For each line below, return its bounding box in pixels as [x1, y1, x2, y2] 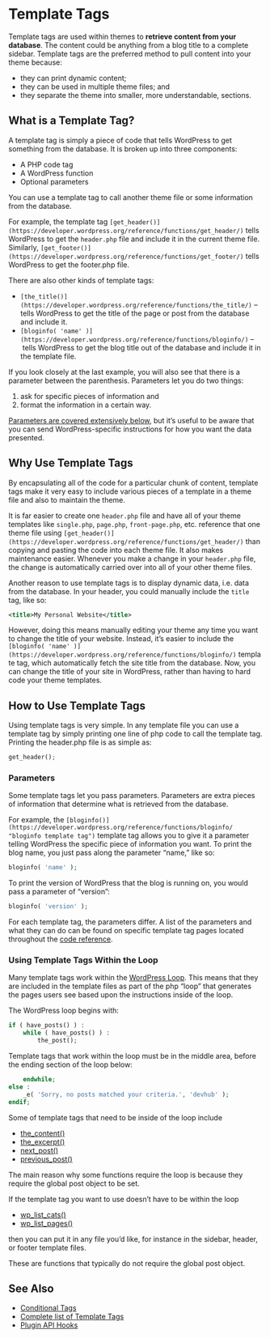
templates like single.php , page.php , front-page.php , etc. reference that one [8, 519, 261, 529]
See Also [8, 1281, 54, 1295]
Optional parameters [19, 176, 89, 186]
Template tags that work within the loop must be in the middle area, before [8, 1051, 257, 1061]
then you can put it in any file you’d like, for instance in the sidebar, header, [8, 1234, 259, 1243]
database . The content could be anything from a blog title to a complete [8, 40, 249, 49]
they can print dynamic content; [19, 73, 127, 83]
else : [8, 1082, 31, 1091]
